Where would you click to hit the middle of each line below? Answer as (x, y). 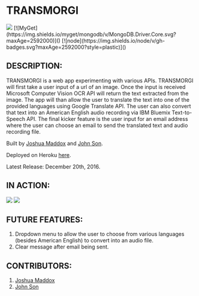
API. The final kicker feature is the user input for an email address (107, 119)
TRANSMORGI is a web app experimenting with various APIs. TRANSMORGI (100, 80)
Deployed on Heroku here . (39, 155)
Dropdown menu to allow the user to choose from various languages (99, 234)
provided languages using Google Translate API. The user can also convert (99, 106)
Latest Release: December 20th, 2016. (53, 167)
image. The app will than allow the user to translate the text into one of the (98, 99)
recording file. (23, 131)
